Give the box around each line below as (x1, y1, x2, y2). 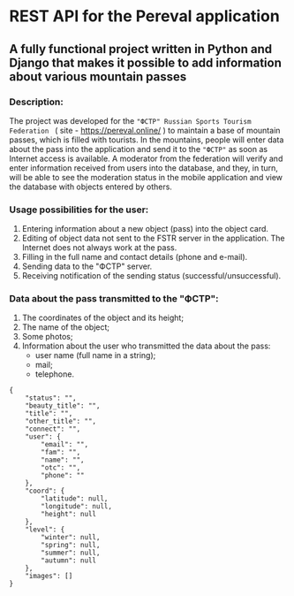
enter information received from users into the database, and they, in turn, (9, 162, 278, 173)
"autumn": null (41, 556, 97, 565)
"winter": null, (41, 533, 101, 542)
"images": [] (25, 572, 73, 581)
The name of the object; (21, 322, 110, 332)
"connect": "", (25, 424, 81, 434)
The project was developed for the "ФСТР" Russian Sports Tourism (9, 115, 252, 126)
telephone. (34, 369, 75, 379)
